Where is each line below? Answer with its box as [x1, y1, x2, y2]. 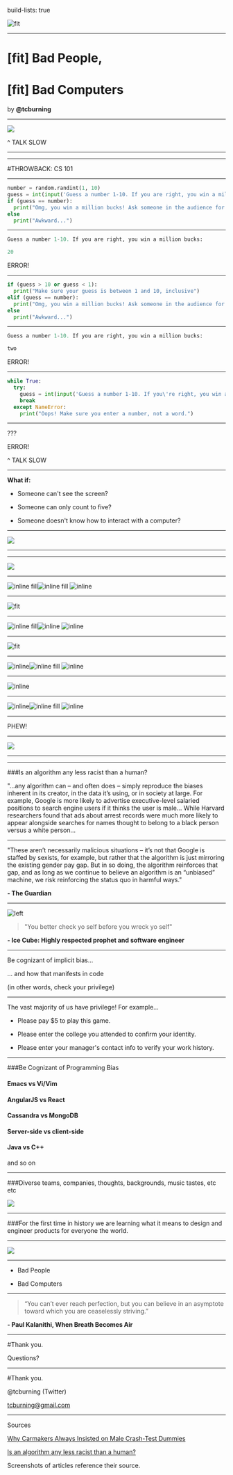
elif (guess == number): [7, 294, 79, 301]
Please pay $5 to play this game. [17, 1016, 111, 1025]
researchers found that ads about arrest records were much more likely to [7, 811, 218, 820]
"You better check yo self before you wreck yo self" [24, 923, 173, 931]
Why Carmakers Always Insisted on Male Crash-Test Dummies [7, 1434, 186, 1442]
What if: [7, 476, 31, 484]
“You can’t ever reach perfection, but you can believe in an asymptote [24, 1299, 224, 1307]
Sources [7, 1421, 31, 1429]
